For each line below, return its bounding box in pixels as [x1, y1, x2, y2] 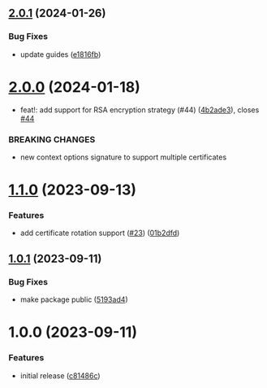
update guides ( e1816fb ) [19, 49, 101, 59]
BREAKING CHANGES [8, 133, 96, 145]
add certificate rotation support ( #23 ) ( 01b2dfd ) [19, 228, 180, 238]
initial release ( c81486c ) [19, 370, 101, 381]
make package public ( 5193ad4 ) [19, 294, 128, 304]
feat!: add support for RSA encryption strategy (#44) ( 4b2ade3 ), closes [19, 105, 260, 115]
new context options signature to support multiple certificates [19, 152, 227, 162]
